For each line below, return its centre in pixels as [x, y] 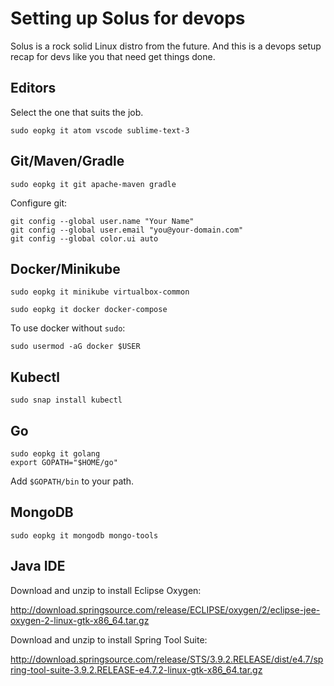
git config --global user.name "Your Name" [102, 221]
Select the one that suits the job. [77, 112]
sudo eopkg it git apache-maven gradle [93, 184]
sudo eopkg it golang [55, 454]
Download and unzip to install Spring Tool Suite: [109, 639]
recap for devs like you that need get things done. [113, 56]
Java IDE [38, 566]
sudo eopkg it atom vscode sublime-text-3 [100, 130]
